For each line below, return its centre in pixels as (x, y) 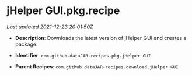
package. (26, 44)
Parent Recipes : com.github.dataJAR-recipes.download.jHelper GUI (97, 66)
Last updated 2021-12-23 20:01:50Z (50, 27)
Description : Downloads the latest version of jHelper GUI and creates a (101, 38)
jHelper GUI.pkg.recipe (63, 11)
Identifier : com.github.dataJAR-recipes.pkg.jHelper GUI (83, 55)
